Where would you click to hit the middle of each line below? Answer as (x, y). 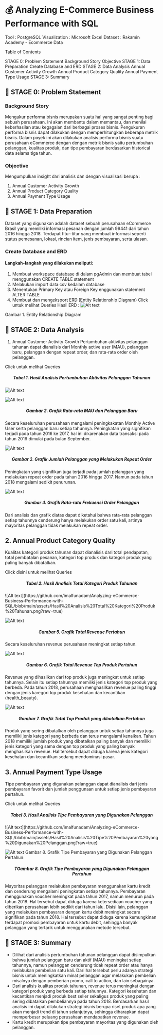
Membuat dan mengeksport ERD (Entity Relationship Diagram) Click (80, 300)
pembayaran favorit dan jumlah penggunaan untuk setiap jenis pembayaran (81, 789)
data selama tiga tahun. (28, 153)
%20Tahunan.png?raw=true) (34, 611)
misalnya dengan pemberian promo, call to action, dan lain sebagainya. (83, 980)
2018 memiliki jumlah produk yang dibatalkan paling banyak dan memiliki (78, 741)
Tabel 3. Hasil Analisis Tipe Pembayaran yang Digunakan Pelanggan (82, 815)
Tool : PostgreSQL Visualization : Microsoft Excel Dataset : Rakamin (72, 37)
